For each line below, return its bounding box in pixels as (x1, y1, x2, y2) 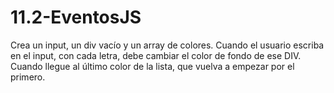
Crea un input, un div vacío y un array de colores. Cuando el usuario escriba (10, 39, 325, 51)
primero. (10, 71, 46, 83)
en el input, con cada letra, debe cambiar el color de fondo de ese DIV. (10, 49, 302, 61)
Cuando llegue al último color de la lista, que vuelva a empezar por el (10, 60, 295, 72)
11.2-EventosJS (10, 6, 142, 29)
